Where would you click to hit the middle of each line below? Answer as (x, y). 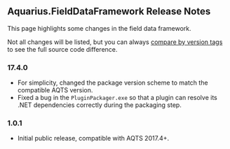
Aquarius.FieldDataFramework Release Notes (109, 12)
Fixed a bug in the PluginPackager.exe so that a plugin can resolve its (117, 98)
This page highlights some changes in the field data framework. (99, 28)
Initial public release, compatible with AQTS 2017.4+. (93, 139)
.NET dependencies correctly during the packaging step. (100, 105)
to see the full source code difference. (62, 49)
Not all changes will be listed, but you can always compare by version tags (115, 42)
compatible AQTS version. (55, 90)
